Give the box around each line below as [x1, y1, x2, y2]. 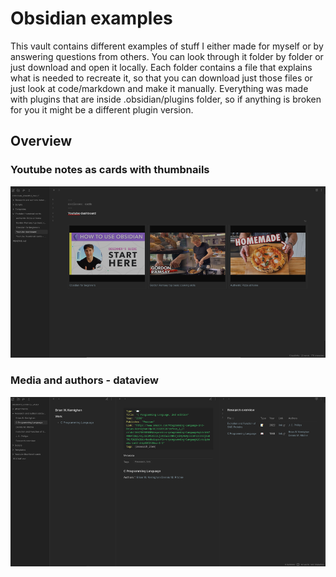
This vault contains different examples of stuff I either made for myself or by [10, 40, 324, 52]
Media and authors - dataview [10, 373, 159, 387]
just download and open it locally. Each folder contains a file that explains [10, 61, 313, 73]
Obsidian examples [10, 7, 173, 30]
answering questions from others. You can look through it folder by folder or [10, 50, 324, 62]
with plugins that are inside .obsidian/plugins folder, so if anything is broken [10, 93, 322, 105]
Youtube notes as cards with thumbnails [10, 163, 210, 177]
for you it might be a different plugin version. [10, 103, 194, 116]
